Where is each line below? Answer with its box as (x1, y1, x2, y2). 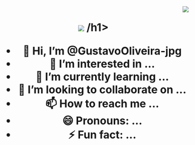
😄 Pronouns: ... (62, 114, 143, 128)
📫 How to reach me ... (45, 97, 159, 111)
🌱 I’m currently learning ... (35, 70, 169, 84)
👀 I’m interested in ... (49, 57, 155, 71)
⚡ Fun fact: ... (68, 128, 137, 142)
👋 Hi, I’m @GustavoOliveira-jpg (22, 44, 182, 58)
